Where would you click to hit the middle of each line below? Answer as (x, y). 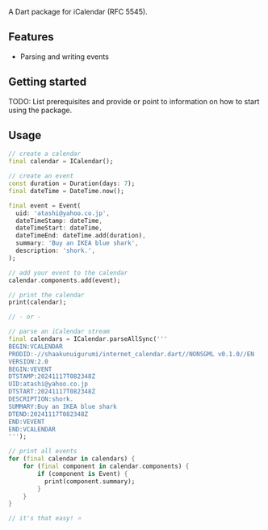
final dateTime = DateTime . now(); (67, 191)
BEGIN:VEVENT (30, 369)
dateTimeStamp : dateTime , (59, 221)
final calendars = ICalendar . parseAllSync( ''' (88, 339)
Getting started (48, 82)
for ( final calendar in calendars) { (72, 459)
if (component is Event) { (83, 473)
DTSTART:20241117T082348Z (52, 392)
